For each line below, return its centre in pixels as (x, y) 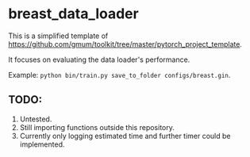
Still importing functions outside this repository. (97, 127)
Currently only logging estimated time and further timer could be (125, 136)
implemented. (42, 144)
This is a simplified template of (58, 36)
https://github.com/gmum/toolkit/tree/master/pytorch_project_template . (125, 44)
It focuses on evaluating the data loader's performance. (99, 59)
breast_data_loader (73, 14)
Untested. (36, 119)
